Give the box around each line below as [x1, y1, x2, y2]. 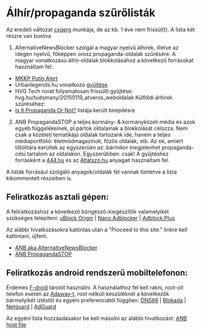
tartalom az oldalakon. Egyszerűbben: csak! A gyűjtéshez [26, 150, 169, 157]
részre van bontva [6, 32, 52, 39]
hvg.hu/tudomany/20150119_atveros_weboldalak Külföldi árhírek [14, 94, 173, 101]
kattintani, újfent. [6, 232, 48, 240]
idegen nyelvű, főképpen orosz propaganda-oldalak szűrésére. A [14, 50, 176, 57]
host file [6, 321, 26, 328]
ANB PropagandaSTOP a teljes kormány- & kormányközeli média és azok [14, 118, 196, 126]
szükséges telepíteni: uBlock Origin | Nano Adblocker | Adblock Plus [6, 214, 175, 222]
